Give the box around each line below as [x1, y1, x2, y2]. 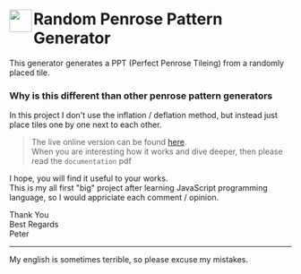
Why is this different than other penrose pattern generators [9, 90, 273, 102]
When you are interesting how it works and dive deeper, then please [30, 146, 284, 157]
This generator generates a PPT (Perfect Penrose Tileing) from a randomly [9, 57, 285, 68]
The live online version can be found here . [30, 137, 187, 148]
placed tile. [9, 67, 51, 78]
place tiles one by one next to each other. [9, 119, 162, 130]
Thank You [9, 210, 49, 220]
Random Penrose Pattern [33, 9, 223, 30]
